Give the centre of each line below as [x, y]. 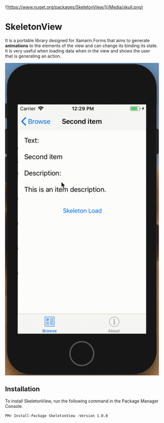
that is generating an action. [33, 56]
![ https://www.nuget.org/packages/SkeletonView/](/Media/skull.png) [74, 7]
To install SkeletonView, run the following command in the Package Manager [82, 401]
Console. [14, 406]
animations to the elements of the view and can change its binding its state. [82, 46]
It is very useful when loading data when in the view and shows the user [78, 50]
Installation [22, 389]
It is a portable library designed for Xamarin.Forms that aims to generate [78, 40]
